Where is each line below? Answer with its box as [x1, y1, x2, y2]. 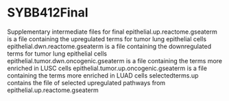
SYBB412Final [7, 5, 88, 21]
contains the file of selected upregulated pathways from [7, 78, 166, 87]
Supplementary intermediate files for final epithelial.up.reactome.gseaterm [7, 27, 217, 36]
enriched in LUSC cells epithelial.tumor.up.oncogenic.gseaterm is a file [7, 64, 208, 72]
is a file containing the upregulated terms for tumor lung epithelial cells [7, 34, 207, 43]
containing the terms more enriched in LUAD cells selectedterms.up [7, 71, 199, 80]
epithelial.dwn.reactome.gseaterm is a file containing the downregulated [7, 42, 211, 50]
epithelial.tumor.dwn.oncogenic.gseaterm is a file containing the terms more [7, 56, 223, 65]
